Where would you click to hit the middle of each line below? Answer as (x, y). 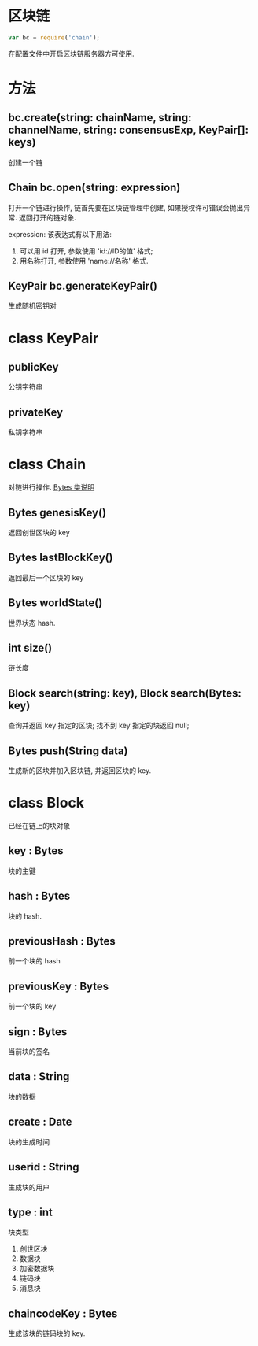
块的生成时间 (29, 1141)
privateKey (36, 412)
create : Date (40, 1122)
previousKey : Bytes (59, 986)
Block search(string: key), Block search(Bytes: (125, 693)
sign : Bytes (38, 1032)
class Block (46, 803)
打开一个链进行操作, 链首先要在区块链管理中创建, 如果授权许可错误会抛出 (126, 207)
